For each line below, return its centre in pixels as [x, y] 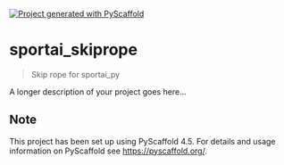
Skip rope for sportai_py [75, 74]
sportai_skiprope [74, 50]
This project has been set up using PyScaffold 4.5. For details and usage [142, 141]
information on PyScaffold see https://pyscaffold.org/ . [109, 151]
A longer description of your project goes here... [98, 91]
